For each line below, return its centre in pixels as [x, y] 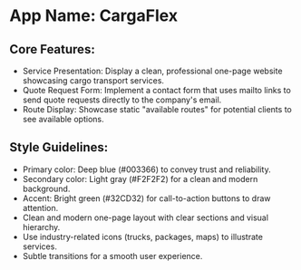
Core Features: [52, 49]
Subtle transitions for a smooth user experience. [112, 256]
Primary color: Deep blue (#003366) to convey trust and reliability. [146, 169]
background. [46, 188]
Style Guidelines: [59, 147]
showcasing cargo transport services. [93, 81]
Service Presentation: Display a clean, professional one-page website [152, 71]
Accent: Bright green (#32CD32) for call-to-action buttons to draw [146, 198]
